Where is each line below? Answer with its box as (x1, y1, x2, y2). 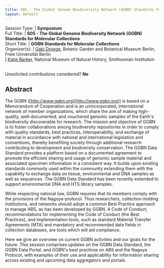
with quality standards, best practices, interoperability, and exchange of (5, 129, 150, 135)
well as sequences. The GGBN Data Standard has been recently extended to (5, 176, 159, 182)
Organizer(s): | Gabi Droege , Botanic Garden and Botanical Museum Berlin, (5, 46, 156, 52)
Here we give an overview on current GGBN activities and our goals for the (5, 237, 155, 243)
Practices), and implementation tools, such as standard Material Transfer (5, 217, 151, 223)
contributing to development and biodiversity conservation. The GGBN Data (5, 145, 158, 151)
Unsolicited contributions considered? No (5, 71, 89, 77)
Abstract (5, 85, 33, 93)
